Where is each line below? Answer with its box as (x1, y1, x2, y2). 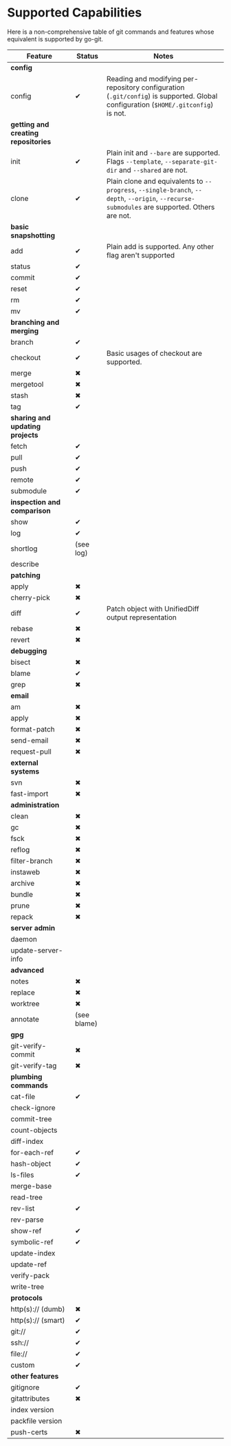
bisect (10, 657, 31, 667)
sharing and (10, 413, 51, 423)
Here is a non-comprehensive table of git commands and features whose (7, 28, 214, 36)
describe (10, 559, 39, 568)
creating (10, 128, 39, 138)
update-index (10, 1248, 56, 1257)
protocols (10, 1293, 43, 1302)
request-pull (10, 747, 52, 756)
